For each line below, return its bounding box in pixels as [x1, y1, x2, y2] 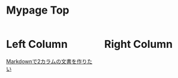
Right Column [104, 38, 173, 51]
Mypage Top [6, 4, 69, 17]
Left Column [6, 38, 68, 51]
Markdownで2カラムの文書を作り [6, 57, 87, 65]
